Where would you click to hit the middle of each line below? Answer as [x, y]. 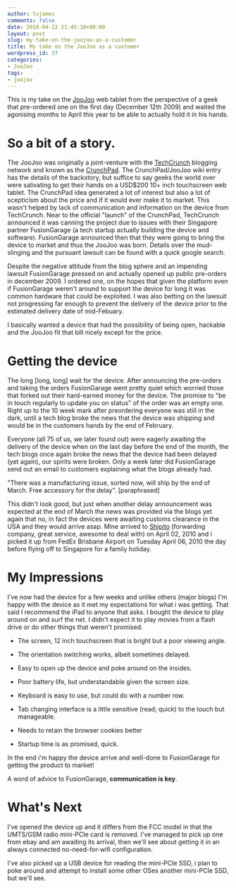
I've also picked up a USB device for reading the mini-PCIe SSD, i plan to [113, 863]
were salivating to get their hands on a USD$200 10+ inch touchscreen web [117, 185]
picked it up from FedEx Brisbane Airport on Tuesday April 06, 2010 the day [117, 541]
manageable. [36, 716]
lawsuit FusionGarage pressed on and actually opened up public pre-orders [117, 274]
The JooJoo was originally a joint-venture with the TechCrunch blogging [112, 162]
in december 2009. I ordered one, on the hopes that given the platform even [118, 281]
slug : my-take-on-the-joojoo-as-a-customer [72, 40]
